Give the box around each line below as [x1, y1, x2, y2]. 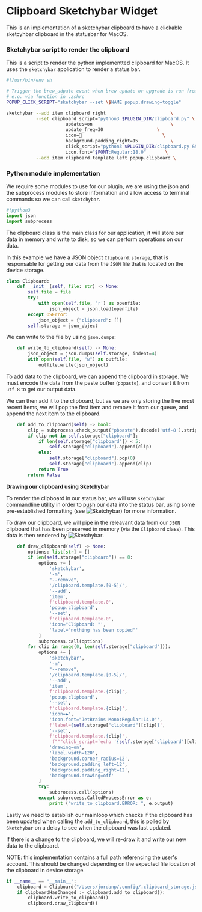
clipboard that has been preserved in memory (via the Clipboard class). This [6, 525, 195, 533]
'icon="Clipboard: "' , [49, 621, 106, 628]
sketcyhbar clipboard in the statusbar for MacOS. [6, 30, 129, 37]
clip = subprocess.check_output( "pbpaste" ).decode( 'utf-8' [28, 427, 179, 433]
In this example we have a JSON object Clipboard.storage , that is [6, 254, 168, 261]
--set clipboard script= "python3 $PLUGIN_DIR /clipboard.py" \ [35, 115, 195, 121]
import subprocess [6, 218, 52, 224]
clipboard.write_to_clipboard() [28, 895, 109, 901]
